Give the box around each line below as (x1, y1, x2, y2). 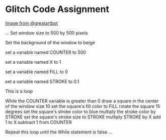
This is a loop (5, 88, 33, 94)
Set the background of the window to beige (5, 39, 95, 46)
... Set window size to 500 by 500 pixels (5, 30, 88, 36)
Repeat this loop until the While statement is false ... (5, 129, 113, 135)
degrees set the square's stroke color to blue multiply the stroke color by (5, 108, 156, 114)
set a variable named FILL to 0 (5, 69, 68, 75)
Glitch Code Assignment (5, 4, 110, 15)
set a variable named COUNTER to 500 (5, 49, 87, 55)
